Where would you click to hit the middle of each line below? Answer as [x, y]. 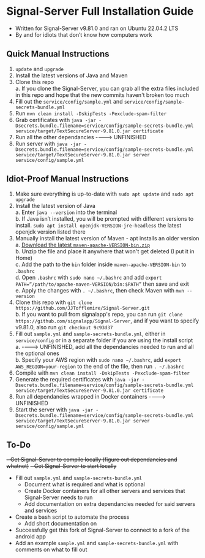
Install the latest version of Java [55, 205]
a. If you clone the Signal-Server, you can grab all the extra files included [107, 88]
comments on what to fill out [51, 549]
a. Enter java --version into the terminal [66, 212]
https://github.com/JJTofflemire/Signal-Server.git [82, 308]
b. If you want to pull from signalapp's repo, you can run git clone [99, 314]
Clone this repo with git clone [54, 302]
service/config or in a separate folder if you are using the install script [104, 340]
